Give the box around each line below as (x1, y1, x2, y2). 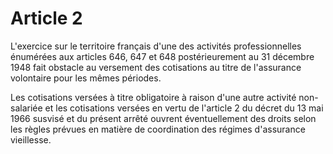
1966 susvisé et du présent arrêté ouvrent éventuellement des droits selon (10, 112, 317, 124)
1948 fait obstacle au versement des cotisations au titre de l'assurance (10, 61, 302, 73)
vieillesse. (10, 133, 52, 146)
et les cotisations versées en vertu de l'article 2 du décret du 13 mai (44, 102, 324, 114)
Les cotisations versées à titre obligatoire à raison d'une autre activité (10, 91, 297, 103)
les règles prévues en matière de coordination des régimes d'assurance (10, 123, 306, 135)
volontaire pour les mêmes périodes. (10, 72, 162, 84)
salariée (10, 102, 43, 114)
